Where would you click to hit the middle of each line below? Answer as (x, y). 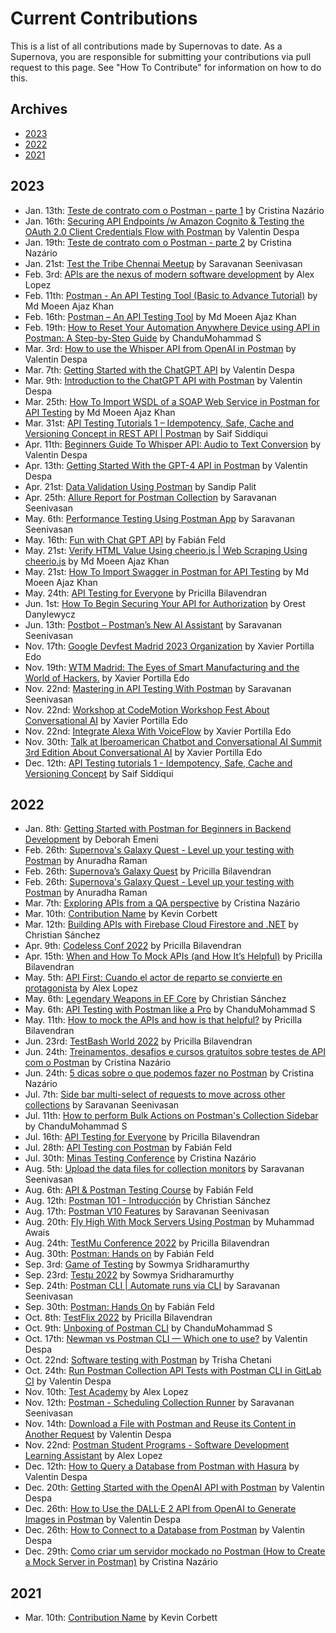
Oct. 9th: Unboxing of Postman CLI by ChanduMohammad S (148, 1328)
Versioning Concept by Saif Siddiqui (99, 773)
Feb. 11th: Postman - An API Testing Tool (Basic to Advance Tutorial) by (171, 295)
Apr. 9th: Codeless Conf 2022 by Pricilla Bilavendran (133, 946)
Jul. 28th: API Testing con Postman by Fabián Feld (128, 1148)
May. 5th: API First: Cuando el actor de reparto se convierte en (153, 978)
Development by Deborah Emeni (91, 839)
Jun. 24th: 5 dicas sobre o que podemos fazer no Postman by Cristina (169, 1073)
